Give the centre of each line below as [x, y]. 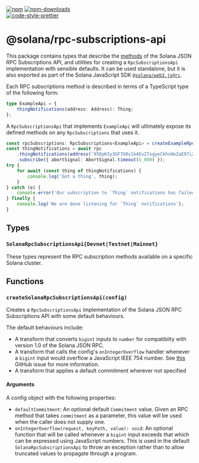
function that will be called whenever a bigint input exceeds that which [102, 434]
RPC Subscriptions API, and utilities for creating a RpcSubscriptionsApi [92, 62]
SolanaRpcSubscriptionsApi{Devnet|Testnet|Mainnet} [82, 244]
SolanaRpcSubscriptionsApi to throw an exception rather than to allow [99, 447]
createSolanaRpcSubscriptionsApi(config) [67, 297]
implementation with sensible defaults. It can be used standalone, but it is [96, 68]
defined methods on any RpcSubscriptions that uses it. [73, 132]
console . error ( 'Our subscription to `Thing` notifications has [97, 193]
